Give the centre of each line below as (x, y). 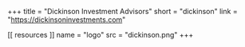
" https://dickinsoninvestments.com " (67, 20)
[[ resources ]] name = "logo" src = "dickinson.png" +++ (101, 35)
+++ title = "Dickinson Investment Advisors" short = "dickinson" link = (122, 11)
